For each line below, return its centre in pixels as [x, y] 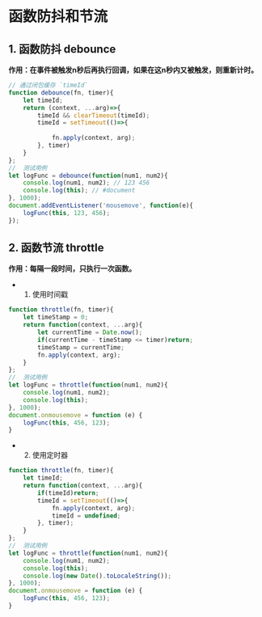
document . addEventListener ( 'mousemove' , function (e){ [101, 205]
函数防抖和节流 [58, 17]
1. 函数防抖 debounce [62, 49]
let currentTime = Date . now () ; [90, 332]
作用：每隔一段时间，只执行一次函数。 [72, 268]
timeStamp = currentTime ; [81, 347]
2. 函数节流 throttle [56, 248]
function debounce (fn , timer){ [61, 93]
